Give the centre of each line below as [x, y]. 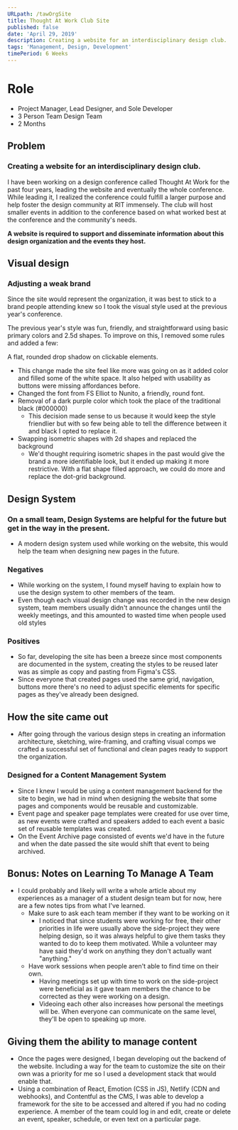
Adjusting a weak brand [49, 283]
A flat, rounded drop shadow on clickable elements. [83, 357]
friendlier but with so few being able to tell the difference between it [128, 423]
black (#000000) [43, 408]
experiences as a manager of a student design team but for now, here [120, 898]
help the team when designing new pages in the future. [98, 551]
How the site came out [58, 717]
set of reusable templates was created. [75, 828]
